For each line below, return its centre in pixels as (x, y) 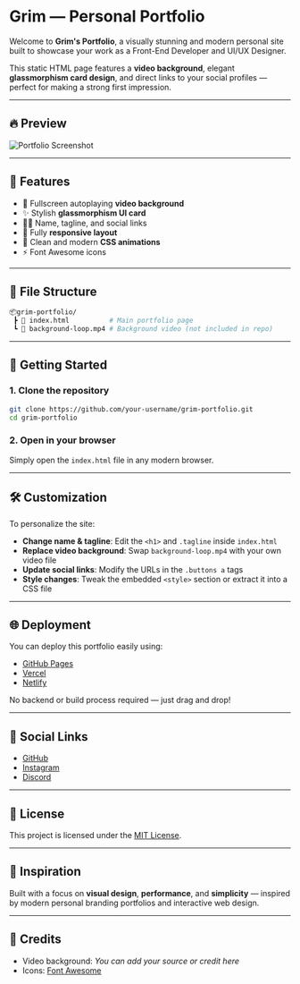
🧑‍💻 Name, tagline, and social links (84, 223)
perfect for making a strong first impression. (91, 87)
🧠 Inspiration (46, 872)
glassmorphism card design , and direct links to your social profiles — (138, 77)
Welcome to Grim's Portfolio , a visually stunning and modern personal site (146, 41)
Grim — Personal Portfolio (107, 17)
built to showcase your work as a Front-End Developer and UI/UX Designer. (148, 50)
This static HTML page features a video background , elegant (122, 68)
